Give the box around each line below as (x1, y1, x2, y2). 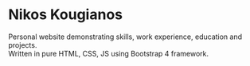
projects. (8, 40, 37, 49)
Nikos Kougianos (8, 6, 123, 24)
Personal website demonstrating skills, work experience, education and (8, 32, 243, 41)
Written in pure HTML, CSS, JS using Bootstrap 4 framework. (8, 49, 209, 58)
